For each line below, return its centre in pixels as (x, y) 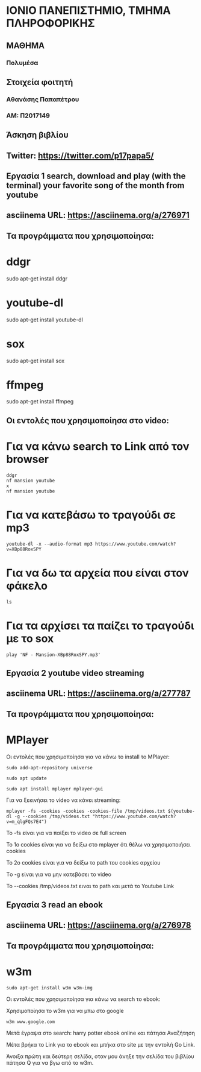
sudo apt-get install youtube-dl (45, 320)
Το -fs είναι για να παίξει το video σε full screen (66, 833)
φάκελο (27, 586)
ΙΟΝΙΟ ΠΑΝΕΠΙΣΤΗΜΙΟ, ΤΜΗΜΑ (88, 11)
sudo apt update (26, 778)
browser (28, 459)
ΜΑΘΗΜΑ (26, 46)
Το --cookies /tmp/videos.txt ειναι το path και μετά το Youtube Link (90, 886)
